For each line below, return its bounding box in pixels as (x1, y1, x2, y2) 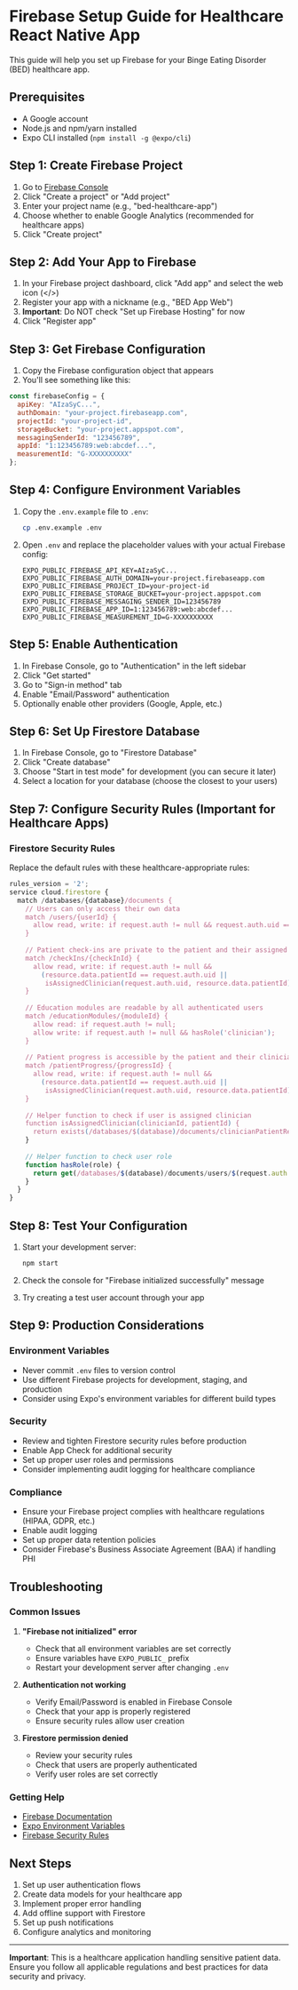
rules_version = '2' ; (9, 880, 90, 889)
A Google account (21, 113, 89, 124)
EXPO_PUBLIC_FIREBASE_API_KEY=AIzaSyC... (21, 566, 177, 575)
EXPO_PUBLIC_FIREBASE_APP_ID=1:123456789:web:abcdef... (21, 604, 233, 614)
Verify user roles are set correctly (35, 1769, 158, 1779)
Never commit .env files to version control (21, 1364, 176, 1375)
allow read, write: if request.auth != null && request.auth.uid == (32, 921, 292, 930)
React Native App (9, 25, 140, 45)
